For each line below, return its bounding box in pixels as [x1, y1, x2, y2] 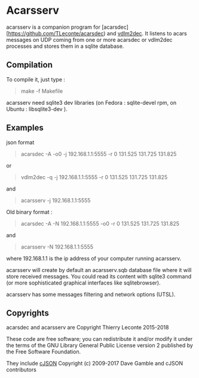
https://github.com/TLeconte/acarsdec [8, 29, 104, 37]
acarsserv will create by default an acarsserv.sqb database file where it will [6, 266, 192, 273]
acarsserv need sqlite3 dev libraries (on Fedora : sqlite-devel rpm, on [6, 99, 177, 106]
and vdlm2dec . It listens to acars [106, 29, 187, 37]
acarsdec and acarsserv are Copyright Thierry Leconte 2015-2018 [6, 324, 169, 331]
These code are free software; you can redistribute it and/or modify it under [6, 335, 193, 343]
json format [6, 138, 35, 146]
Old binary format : [6, 208, 53, 216]
